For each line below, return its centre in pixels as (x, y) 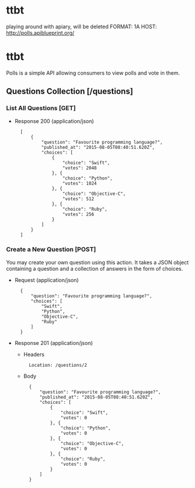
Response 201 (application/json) (54, 343)
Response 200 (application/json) (54, 121)
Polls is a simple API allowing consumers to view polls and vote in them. (93, 73)
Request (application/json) (47, 280)
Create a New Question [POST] (51, 250)
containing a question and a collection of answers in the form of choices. (95, 268)
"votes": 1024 (80, 183)
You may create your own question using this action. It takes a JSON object (97, 262)
